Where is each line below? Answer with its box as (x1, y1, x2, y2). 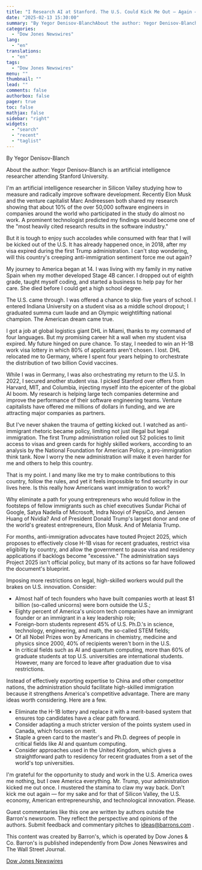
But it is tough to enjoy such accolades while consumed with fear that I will (6, 234, 191, 241)
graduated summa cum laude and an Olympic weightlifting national (6, 309, 172, 316)
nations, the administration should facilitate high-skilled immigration (6, 683, 174, 691)
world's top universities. (14, 759, 75, 766)
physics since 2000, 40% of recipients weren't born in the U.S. (14, 640, 171, 647)
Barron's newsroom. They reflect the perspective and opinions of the (6, 814, 177, 822)
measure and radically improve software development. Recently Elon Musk (6, 191, 191, 198)
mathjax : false (6, 110, 44, 116)
